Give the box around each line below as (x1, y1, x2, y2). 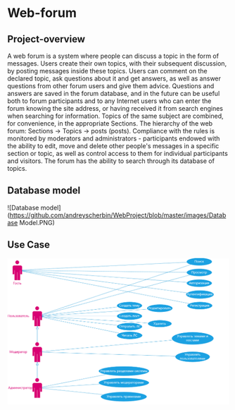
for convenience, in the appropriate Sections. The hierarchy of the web (7, 119, 213, 128)
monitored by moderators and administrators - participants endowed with (7, 134, 220, 143)
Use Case (7, 239, 51, 251)
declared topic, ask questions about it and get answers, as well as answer (7, 74, 222, 83)
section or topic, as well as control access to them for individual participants (7, 150, 229, 157)
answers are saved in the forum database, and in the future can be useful (7, 90, 220, 97)
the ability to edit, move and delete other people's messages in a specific (7, 142, 220, 150)
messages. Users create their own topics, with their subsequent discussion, (7, 59, 227, 68)
